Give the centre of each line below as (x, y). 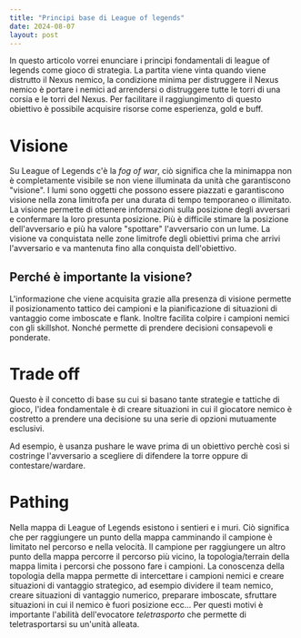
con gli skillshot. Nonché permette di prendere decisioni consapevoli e (141, 328)
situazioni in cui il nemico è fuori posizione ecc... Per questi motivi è (136, 605)
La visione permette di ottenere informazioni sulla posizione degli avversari (150, 209)
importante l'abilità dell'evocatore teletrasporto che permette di (128, 614)
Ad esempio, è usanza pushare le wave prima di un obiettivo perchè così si (150, 446)
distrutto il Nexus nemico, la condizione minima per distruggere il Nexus (144, 80)
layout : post (34, 35)
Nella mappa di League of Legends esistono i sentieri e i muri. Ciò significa (150, 527)
